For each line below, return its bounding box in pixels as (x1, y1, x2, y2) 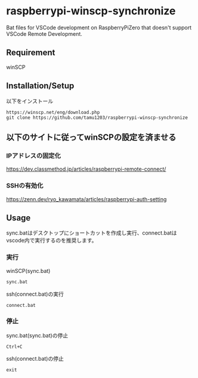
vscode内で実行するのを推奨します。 (6, 237, 97, 244)
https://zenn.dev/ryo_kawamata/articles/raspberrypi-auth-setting (6, 195, 167, 202)
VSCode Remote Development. (6, 30, 82, 37)
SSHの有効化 (6, 182, 44, 190)
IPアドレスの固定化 (6, 151, 61, 159)
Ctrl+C (6, 343, 23, 350)
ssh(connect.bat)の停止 (6, 355, 64, 362)
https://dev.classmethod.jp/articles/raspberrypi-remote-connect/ (6, 165, 166, 173)
